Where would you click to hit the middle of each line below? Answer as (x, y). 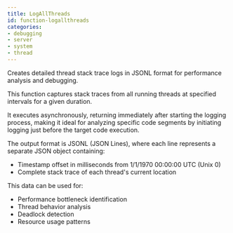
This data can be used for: (45, 185)
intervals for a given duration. (50, 101)
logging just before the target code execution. (73, 130)
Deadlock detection (46, 214)
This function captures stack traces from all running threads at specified (112, 94)
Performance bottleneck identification (72, 199)
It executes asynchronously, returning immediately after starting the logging (117, 115)
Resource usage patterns (54, 221)
